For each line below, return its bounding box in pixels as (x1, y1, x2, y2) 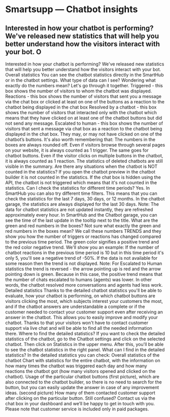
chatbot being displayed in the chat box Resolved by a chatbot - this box (5, 104, 157, 110)
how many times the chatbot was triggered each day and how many (5, 363, 147, 369)
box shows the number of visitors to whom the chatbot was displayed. (5, 88, 152, 94)
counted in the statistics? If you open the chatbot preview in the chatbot (5, 169, 156, 175)
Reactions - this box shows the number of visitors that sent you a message (5, 93, 161, 99)
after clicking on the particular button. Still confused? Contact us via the (5, 395, 156, 401)
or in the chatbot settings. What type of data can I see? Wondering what (5, 77, 156, 83)
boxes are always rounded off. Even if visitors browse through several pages (5, 142, 165, 148)
